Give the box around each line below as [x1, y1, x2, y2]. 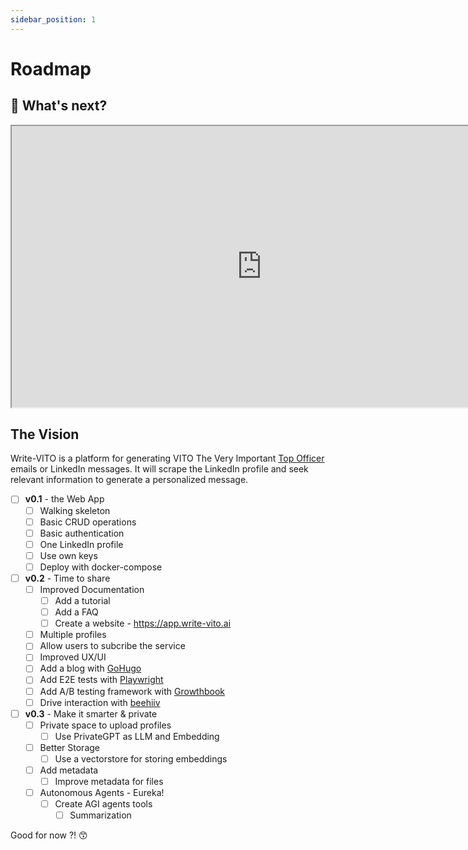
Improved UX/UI [39, 651, 107, 663]
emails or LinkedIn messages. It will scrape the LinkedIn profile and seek [10, 463, 309, 475]
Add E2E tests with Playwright [39, 674, 164, 686]
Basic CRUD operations [39, 516, 137, 528]
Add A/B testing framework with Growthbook [39, 685, 225, 697]
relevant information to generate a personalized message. [10, 474, 249, 486]
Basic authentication [39, 527, 125, 539]
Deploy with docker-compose [39, 561, 163, 573]
